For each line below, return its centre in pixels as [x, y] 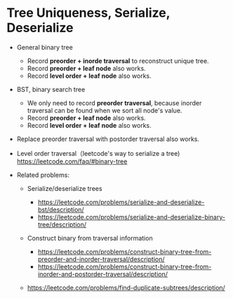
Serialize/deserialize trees [65, 188]
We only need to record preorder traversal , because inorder [114, 102]
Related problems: [43, 175]
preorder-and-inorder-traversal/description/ [101, 259]
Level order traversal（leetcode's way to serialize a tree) [98, 153]
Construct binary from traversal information [90, 238]
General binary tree [45, 47]
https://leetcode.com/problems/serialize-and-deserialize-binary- [132, 217]
